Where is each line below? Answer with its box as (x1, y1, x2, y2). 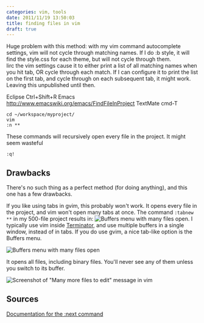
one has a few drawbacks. (6, 190, 72, 198)
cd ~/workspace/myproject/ (6, 112, 75, 118)
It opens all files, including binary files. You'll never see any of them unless (6, 258, 194, 266)
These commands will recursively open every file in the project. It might (6, 133, 186, 140)
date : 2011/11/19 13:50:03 (6, 15, 75, 21)
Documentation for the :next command (6, 310, 104, 318)
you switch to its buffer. (6, 264, 65, 272)
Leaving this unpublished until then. (6, 82, 96, 89)
